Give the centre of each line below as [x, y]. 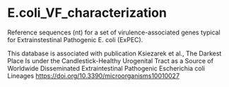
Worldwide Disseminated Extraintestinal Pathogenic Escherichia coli [106, 68]
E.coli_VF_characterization [87, 13]
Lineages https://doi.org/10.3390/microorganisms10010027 [94, 76]
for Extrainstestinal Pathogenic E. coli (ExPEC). [75, 39]
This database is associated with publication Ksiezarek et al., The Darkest [114, 53]
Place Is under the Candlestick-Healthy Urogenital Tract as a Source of [111, 60]
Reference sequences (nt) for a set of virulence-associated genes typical [114, 32]
